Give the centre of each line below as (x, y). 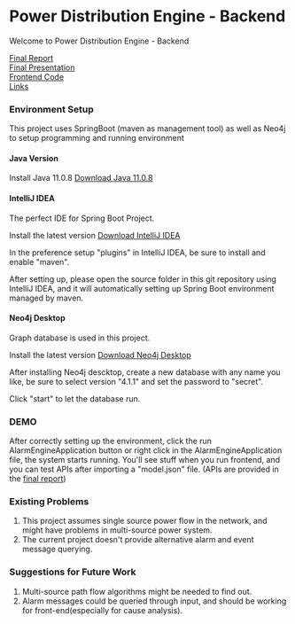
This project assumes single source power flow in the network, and (144, 521)
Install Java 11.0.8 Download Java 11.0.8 (81, 178)
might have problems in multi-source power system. (117, 530)
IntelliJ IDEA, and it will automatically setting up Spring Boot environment (142, 288)
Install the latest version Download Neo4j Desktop (101, 355)
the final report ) (38, 479)
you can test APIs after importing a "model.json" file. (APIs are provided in (144, 469)
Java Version (34, 158)
